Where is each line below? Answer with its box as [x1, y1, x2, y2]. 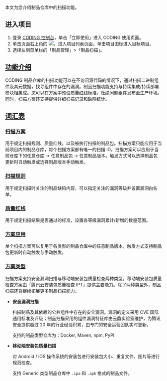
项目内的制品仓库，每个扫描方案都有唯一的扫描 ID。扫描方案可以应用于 [9, 147, 155, 153]
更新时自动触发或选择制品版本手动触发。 [5, 159, 88, 165]
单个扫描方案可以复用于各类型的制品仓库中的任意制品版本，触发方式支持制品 [5, 243, 162, 249]
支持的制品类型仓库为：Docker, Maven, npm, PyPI [12, 332, 115, 338]
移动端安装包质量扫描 [12, 343, 56, 349]
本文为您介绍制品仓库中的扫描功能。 [5, 4, 80, 10]
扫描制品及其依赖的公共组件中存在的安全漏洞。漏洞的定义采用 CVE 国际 [12, 309, 159, 315]
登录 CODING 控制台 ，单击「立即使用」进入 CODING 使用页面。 [12, 34, 144, 40]
